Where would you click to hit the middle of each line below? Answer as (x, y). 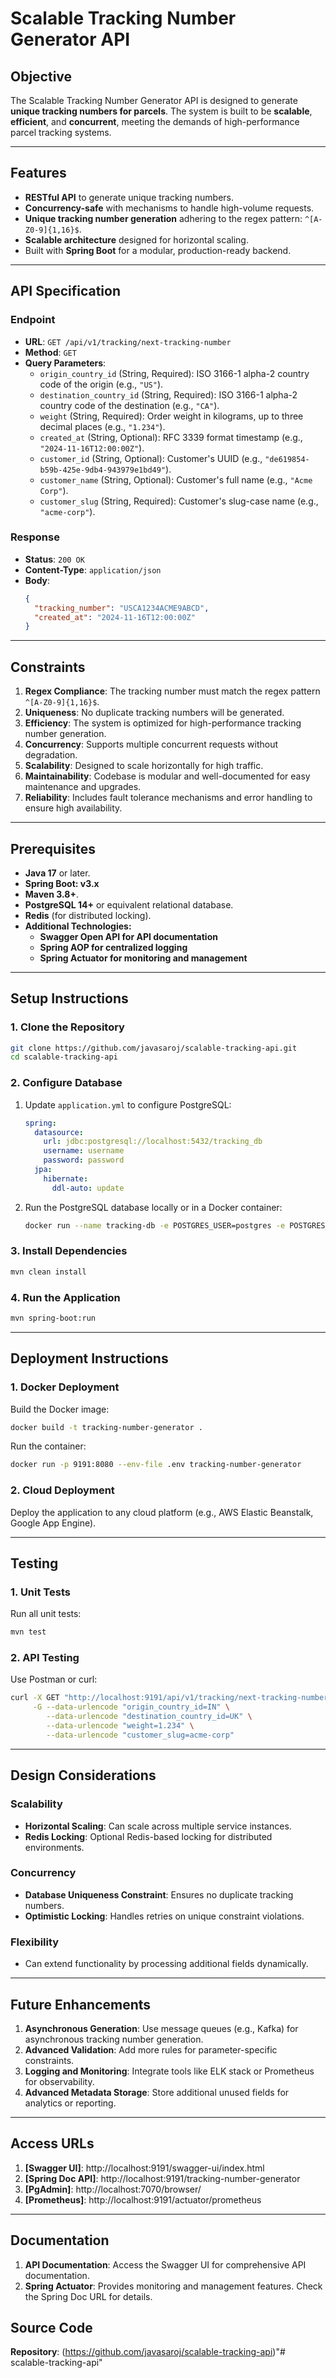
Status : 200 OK (54, 559)
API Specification (66, 291)
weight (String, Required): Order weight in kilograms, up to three (171, 416)
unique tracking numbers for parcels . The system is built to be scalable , (161, 111)
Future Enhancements (81, 2004)
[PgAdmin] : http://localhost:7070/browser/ (113, 2189)
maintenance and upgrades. (83, 787)
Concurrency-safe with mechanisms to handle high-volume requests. (169, 208)
